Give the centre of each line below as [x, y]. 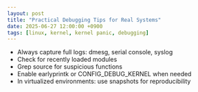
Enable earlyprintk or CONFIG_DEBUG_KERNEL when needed [104, 74]
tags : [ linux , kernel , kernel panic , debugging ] [78, 33]
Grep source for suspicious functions [69, 67]
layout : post [26, 13]
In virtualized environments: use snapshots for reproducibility [104, 81]
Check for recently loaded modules [67, 60]
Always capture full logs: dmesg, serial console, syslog [95, 52]
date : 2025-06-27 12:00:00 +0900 [55, 26]
